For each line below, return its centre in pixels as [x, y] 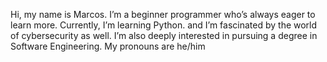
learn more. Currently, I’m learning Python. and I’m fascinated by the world [164, 25]
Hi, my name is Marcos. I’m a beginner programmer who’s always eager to [163, 14]
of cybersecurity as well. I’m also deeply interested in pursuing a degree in [164, 35]
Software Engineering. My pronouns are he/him [108, 46]
